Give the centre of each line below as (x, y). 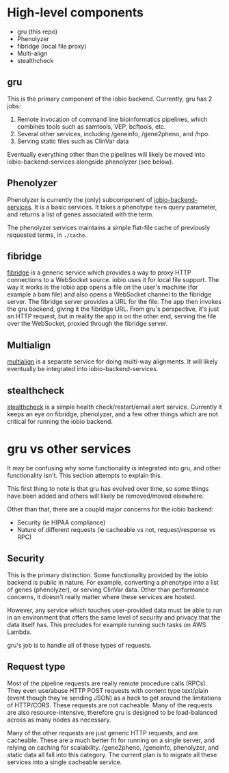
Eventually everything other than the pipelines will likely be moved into (106, 154)
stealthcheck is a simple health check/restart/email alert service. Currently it (114, 407)
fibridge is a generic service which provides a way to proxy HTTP (99, 273)
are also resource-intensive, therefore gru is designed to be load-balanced (112, 712)
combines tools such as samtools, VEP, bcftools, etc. (91, 126)
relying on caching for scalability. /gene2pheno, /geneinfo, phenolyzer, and (113, 747)
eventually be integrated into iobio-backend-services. (83, 369)
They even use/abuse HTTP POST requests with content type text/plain (108, 690)
